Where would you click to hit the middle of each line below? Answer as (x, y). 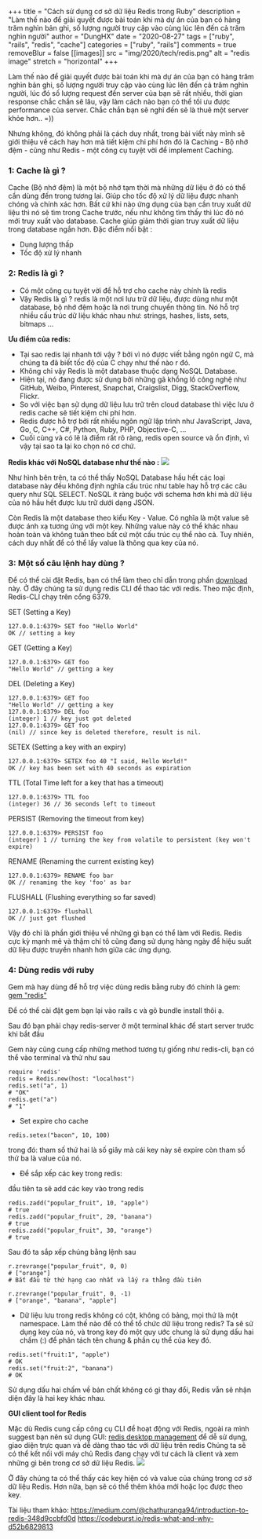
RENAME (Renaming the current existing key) (81, 861)
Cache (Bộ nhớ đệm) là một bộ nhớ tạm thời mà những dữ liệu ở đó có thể (127, 188)
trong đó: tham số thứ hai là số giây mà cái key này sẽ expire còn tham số (127, 1150)
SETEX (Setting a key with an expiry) (67, 747)
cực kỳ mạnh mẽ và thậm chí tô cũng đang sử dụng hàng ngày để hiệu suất (130, 941)
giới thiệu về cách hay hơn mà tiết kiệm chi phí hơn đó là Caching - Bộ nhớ (128, 142)
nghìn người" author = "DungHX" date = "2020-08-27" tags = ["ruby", (121, 36)
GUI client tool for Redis (47, 1413)
